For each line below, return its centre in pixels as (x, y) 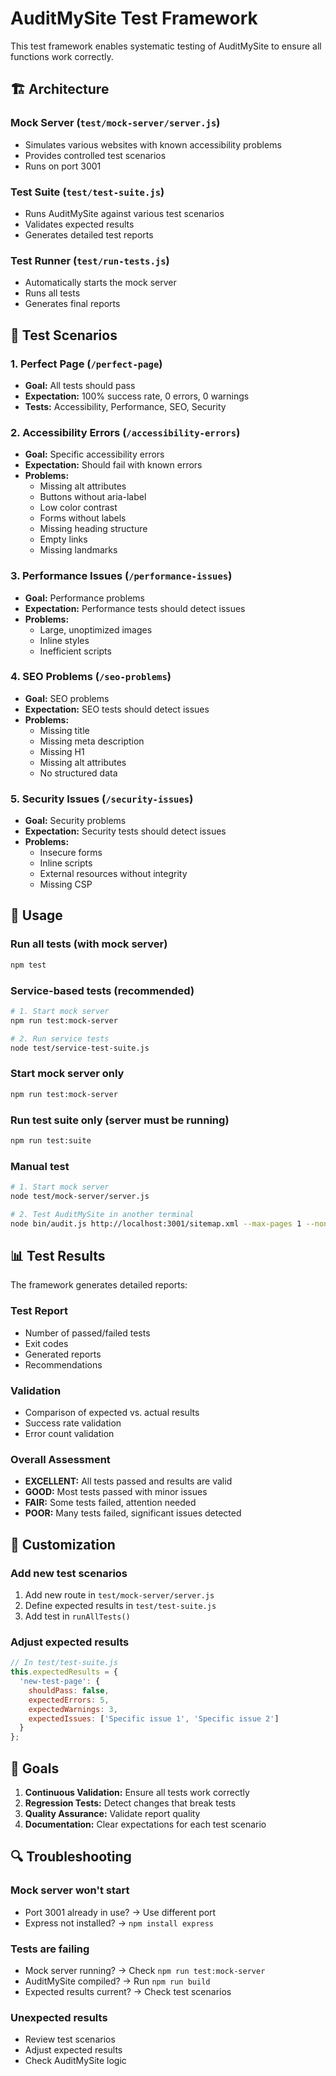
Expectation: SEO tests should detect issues (117, 709)
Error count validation (69, 1433)
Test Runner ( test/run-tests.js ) (90, 260)
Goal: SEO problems (67, 698)
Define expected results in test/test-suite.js (120, 1605)
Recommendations (63, 1364)
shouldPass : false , (69, 1690)
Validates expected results (79, 224)
